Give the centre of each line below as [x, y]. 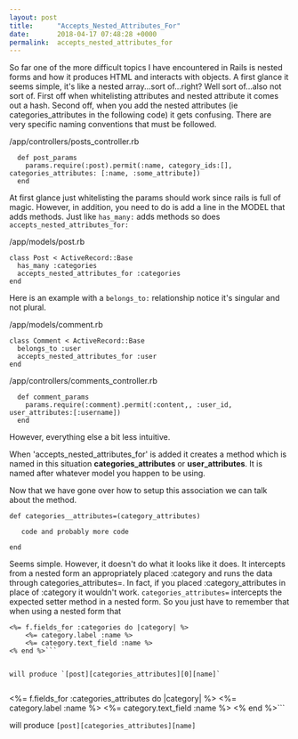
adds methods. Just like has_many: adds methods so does [115, 217]
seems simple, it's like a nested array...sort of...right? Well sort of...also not [145, 86]
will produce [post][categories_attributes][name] [103, 726]
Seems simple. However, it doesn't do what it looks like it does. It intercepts [148, 564]
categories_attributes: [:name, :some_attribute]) [105, 174]
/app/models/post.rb [47, 242]
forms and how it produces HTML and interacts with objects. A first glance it [149, 77]
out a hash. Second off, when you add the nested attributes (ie [124, 106]
